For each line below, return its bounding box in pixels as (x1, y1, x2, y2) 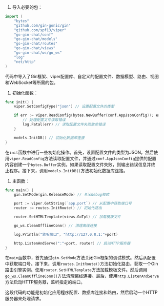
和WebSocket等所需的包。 (5, 80, 59, 85)
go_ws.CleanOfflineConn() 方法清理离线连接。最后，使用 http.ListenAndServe (5, 273, 159, 279)
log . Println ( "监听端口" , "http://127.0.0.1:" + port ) (14, 232, 118, 237)
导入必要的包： (12, 4, 42, 10)
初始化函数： (12, 90, 38, 96)
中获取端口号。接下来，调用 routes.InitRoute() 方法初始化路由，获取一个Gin (5, 261, 158, 267)
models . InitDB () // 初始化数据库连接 (14, 135, 84, 140)
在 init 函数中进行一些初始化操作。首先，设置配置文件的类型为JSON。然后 (5, 149, 154, 155)
